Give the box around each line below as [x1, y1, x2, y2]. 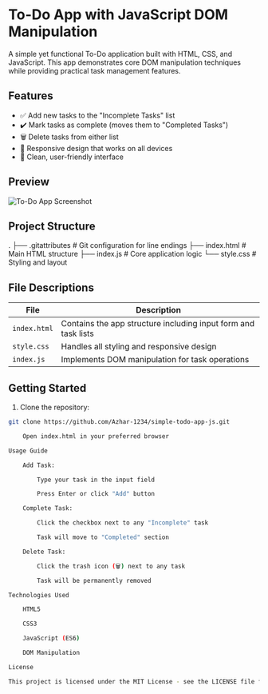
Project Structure [8, 219, 96, 233]
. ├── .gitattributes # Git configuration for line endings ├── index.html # [8, 241, 246, 250]
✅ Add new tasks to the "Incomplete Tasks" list [19, 110, 175, 120]
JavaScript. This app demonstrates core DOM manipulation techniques [8, 58, 242, 67]
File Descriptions [8, 281, 94, 294]
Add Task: [22, 461, 56, 469]
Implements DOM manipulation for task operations [61, 354, 250, 365]
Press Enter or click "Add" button [37, 490, 156, 498]
